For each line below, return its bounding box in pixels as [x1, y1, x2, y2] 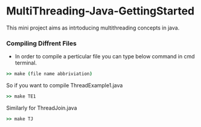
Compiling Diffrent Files [6, 39, 77, 48]
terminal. [14, 59, 37, 67]
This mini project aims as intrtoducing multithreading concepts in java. [6, 24, 180, 31]
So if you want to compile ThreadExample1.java [6, 82, 123, 89]
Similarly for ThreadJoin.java [6, 104, 77, 111]
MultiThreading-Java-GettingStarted [6, 4, 195, 18]
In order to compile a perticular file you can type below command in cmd [14, 53, 195, 60]
